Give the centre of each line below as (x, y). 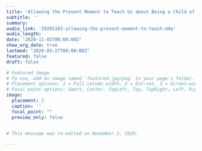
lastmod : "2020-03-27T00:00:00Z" (48, 51)
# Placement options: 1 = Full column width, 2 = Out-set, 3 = (87, 84)
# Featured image (28, 73)
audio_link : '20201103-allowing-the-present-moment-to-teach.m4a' (91, 28)
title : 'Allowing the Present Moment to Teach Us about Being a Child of (101, 12)
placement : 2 (28, 101)
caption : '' (27, 106)
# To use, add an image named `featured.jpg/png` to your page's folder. (101, 78)
